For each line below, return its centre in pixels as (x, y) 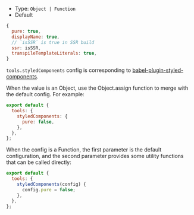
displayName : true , (36, 37)
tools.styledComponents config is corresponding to (69, 70)
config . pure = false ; (49, 189)
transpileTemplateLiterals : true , (54, 53)
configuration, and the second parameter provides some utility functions (95, 156)
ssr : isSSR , (26, 48)
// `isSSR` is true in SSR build (53, 42)
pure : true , (26, 31)
